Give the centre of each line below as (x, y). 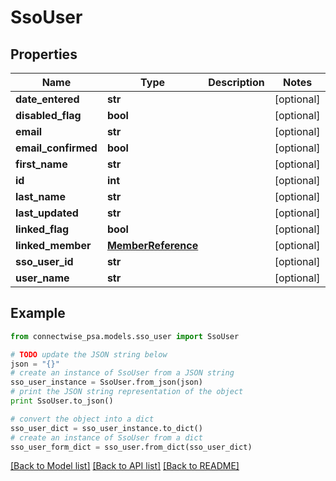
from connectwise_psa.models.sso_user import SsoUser (125, 336)
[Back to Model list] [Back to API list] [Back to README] (125, 466)
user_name (42, 278)
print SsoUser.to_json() (62, 401)
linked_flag (42, 229)
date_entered (47, 99)
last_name (40, 196)
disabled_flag (48, 115)
